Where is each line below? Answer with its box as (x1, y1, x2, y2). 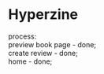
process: (8, 31, 37, 41)
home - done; (8, 57, 53, 66)
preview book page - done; (8, 39, 97, 49)
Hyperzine (8, 6, 79, 24)
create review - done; (8, 48, 79, 57)
